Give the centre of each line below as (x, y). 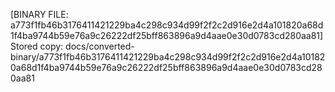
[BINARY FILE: (39, 14)
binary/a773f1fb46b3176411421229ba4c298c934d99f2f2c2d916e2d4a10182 (168, 57)
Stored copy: (37, 46)
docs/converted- (100, 46)
